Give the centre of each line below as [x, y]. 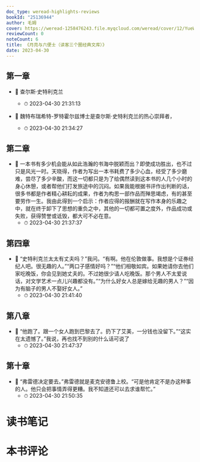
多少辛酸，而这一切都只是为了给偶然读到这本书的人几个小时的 [116, 179]
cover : [14, 28]
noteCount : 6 [22, 39]
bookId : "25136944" [30, 17]
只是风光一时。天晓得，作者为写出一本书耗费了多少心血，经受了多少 [98, 171]
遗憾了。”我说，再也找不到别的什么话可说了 [77, 339]
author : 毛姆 [21, 23]
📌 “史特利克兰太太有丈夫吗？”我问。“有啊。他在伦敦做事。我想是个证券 [101, 259]
